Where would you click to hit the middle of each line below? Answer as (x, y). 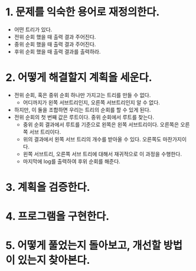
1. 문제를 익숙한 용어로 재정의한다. (83, 12)
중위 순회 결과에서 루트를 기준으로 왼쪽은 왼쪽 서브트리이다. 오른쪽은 (101, 124)
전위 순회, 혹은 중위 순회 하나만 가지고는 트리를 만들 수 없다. (82, 95)
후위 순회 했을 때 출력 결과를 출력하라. (57, 51)
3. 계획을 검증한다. (48, 188)
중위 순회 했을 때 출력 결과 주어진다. (55, 44)
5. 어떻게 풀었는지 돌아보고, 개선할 (83, 246)
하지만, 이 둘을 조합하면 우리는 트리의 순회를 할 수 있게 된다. (82, 110)
